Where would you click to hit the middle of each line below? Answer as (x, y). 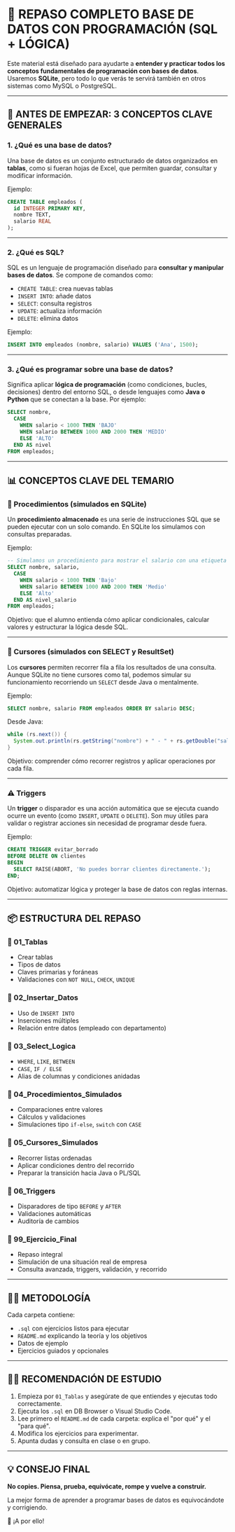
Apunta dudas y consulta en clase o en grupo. (84, 1441)
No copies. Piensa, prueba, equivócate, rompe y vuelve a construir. (107, 1486)
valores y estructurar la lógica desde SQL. (67, 627)
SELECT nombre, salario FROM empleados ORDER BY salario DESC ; (101, 708)
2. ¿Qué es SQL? (36, 252)
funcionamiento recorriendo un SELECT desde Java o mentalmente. (103, 682)
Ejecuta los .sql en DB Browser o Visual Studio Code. (95, 1411)
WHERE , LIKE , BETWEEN (46, 1061)
